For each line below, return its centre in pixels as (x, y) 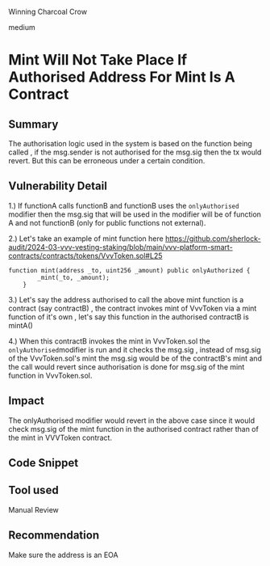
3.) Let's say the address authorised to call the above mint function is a (126, 299)
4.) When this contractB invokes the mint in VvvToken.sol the (110, 341)
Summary (33, 124)
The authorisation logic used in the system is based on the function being (130, 144)
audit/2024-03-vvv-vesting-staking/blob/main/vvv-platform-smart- (121, 247)
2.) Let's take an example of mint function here (86, 239)
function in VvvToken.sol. (50, 375)
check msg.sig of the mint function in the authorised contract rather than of (134, 429)
